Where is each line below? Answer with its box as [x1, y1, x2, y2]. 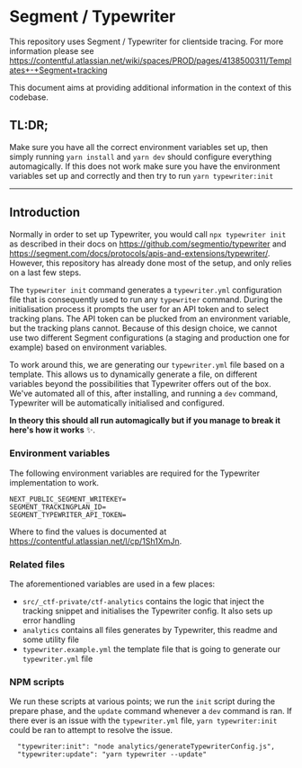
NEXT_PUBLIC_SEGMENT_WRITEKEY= [9, 495, 127, 504]
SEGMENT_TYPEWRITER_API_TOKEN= [9, 510, 127, 519]
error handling [22, 615, 75, 626]
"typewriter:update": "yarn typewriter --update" [17, 750, 207, 759]
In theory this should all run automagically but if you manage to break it [9, 415, 281, 425]
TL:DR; [9, 118, 49, 133]
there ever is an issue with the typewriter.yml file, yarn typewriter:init [9, 715, 278, 726]
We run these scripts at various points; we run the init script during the [9, 696, 276, 707]
